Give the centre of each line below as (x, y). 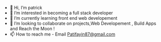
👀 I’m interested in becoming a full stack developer (61, 13)
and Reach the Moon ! (32, 29)
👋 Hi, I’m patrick (26, 8)
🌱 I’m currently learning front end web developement (63, 18)
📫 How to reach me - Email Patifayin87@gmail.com (62, 34)
